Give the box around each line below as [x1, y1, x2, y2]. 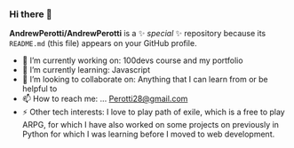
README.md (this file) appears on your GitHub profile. [9, 38, 197, 49]
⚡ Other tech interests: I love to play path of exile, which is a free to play [21, 106, 286, 118]
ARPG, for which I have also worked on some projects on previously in [21, 120, 280, 130]
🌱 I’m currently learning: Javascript [21, 65, 151, 75]
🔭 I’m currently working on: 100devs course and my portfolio [21, 55, 243, 66]
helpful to [21, 83, 58, 94]
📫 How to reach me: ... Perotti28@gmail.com [21, 93, 188, 105]
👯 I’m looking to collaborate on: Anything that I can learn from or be [21, 74, 268, 85]
